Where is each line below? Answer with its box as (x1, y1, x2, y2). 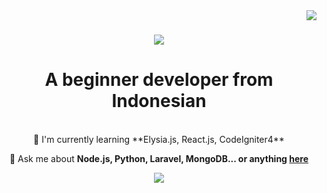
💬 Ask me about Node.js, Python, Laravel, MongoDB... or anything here (9, 153, 309, 165)
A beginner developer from (44, 69, 274, 91)
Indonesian (111, 90, 207, 113)
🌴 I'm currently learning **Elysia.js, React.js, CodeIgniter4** (33, 134, 285, 146)
